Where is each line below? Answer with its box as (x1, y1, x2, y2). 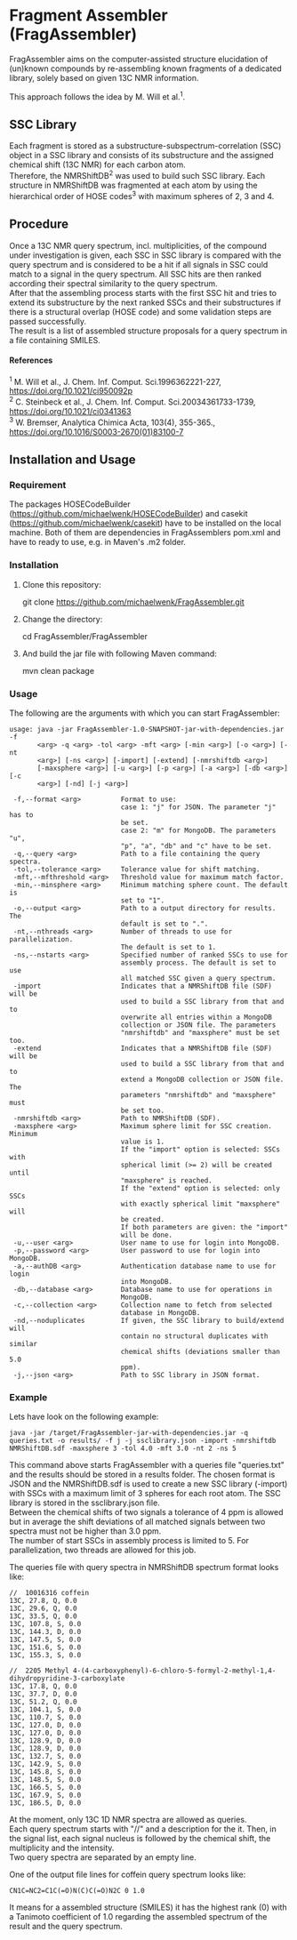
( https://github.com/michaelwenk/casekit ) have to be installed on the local (9, 517, 282, 529)
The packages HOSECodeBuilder (9, 499, 131, 509)
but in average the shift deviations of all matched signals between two (9, 1517, 266, 1527)
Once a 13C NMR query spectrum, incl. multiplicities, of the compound (9, 240, 267, 251)
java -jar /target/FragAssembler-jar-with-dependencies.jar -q (9, 1429, 249, 1438)
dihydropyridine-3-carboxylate (9, 1674, 125, 1683)
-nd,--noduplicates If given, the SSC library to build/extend (12, 1316, 285, 1325)
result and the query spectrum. (9, 1921, 123, 1932)
